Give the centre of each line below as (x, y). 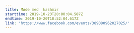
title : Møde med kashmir (32, 9)
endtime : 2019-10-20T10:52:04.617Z (42, 18)
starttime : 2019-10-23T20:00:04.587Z (44, 14)
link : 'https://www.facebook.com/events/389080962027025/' (67, 23)
